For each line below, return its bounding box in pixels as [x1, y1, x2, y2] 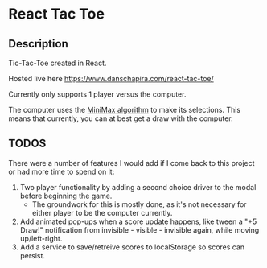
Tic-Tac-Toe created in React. [8, 58, 107, 68]
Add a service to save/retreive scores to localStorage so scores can [19, 242, 245, 252]
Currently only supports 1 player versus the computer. [8, 89, 187, 99]
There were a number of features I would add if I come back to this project [8, 158, 255, 167]
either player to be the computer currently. [31, 208, 173, 217]
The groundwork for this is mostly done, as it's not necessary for [31, 199, 247, 209]
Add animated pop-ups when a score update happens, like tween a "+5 [19, 216, 257, 226]
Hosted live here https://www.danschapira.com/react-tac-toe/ [8, 74, 215, 83]
